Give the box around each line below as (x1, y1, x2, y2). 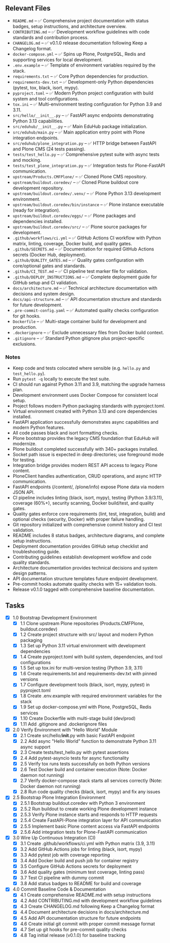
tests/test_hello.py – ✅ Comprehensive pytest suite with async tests (12, 151, 160, 157)
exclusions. (12, 340, 37, 347)
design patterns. (12, 570, 47, 576)
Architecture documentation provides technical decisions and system (12, 565, 158, 571)
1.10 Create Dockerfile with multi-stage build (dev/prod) (20, 715, 136, 721)
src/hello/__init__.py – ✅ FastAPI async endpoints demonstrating (12, 112, 154, 118)
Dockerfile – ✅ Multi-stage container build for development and (12, 318, 147, 324)
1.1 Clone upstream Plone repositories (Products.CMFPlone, (20, 620, 145, 626)
